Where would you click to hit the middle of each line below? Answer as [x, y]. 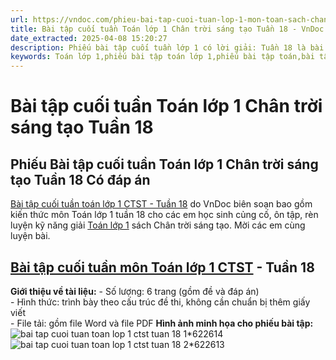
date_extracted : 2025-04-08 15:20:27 [89, 38]
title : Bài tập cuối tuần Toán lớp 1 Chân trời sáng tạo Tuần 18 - [154, 29]
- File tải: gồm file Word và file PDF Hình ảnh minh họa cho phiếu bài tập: [162, 323]
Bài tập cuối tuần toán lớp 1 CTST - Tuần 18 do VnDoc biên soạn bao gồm [161, 204]
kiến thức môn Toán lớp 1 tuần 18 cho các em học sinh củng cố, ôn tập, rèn [164, 215]
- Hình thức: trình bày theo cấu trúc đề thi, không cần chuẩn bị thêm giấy [160, 302]
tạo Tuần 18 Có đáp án [80, 179]
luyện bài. [30, 236]
